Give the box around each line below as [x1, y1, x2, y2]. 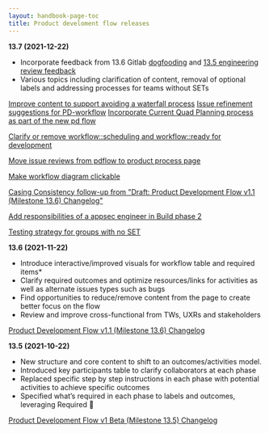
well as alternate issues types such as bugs [19, 284, 166, 293]
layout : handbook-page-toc [8, 11, 99, 20]
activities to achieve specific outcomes [19, 382, 150, 392]
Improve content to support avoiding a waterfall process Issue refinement [8, 99, 253, 108]
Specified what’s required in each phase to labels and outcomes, [19, 391, 236, 401]
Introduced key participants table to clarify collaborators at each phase [19, 365, 257, 375]
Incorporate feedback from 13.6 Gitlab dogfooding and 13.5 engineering [19, 57, 258, 67]
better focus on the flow [19, 301, 101, 311]
